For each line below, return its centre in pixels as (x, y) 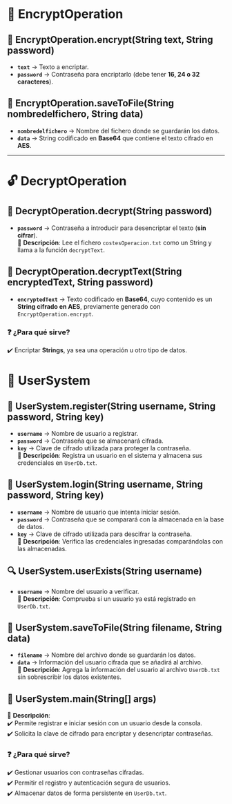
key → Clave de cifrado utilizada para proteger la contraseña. (104, 448)
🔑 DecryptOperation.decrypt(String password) (110, 211)
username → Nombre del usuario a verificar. (78, 591)
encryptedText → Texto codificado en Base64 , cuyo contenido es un (115, 299)
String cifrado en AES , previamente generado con (89, 306)
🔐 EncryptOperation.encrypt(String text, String (110, 40)
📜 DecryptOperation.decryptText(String (95, 272)
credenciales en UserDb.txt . (57, 463)
